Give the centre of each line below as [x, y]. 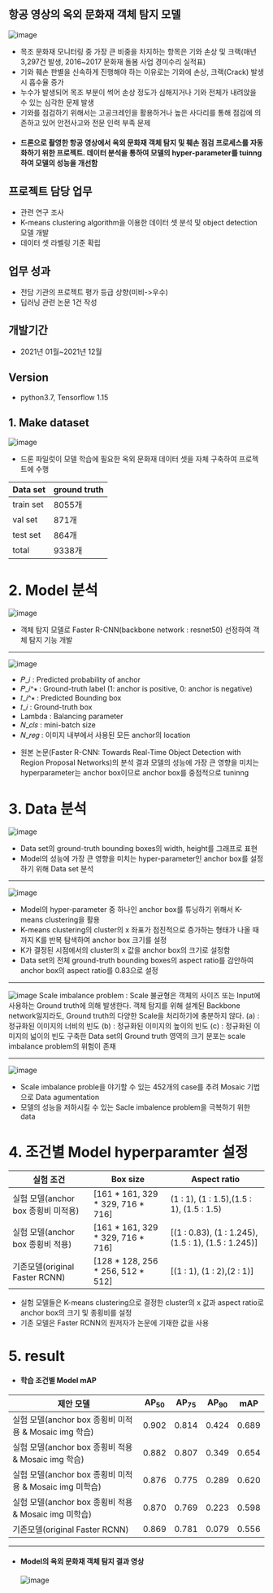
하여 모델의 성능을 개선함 [59, 163]
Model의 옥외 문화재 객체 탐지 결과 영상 [82, 1561]
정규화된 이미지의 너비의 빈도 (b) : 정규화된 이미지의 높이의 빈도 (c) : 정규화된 [130, 1026]
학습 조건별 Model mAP [58, 1381]
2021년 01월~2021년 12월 [61, 351]
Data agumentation [67, 1098]
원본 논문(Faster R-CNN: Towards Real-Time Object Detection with [130, 753]
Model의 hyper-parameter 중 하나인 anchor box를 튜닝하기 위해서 [127, 910]
